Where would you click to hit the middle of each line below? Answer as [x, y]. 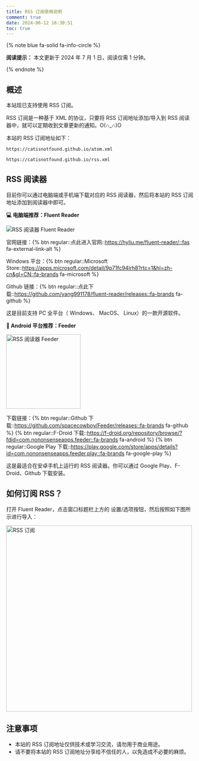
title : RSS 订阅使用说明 [34, 12]
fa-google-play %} [149, 453]
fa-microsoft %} [79, 274]
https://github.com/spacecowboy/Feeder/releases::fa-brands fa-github [102, 425]
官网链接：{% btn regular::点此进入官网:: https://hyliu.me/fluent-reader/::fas [98, 242]
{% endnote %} [25, 70]
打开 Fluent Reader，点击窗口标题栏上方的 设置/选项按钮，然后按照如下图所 [99, 509]
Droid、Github [24, 473]
